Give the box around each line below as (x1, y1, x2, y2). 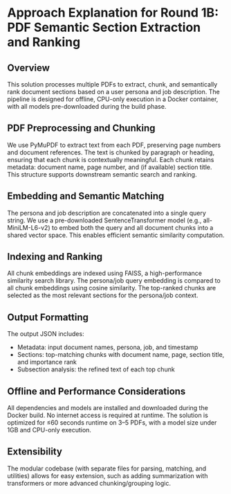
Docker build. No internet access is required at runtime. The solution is (7, 411, 209, 420)
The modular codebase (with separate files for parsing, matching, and (7, 464, 207, 473)
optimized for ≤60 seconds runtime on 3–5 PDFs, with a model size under (7, 418, 217, 427)
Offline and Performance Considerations (7, 385, 186, 397)
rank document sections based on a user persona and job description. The (7, 88, 220, 96)
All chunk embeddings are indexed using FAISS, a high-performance (7, 269, 203, 278)
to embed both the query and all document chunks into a (51, 223, 214, 231)
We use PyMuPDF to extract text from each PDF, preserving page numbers (7, 141, 221, 149)
